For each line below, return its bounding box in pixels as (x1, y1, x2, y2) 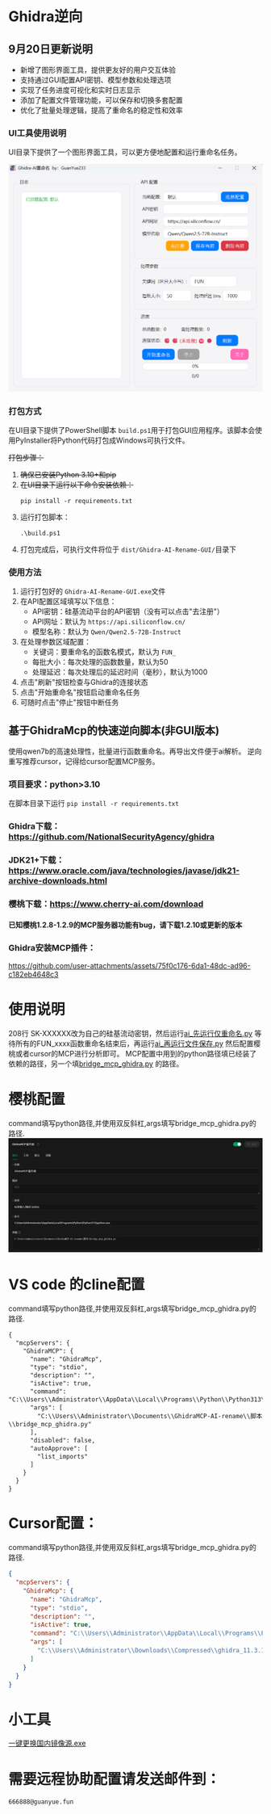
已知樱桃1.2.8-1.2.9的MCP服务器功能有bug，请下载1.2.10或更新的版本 (8, 920, 243, 930)
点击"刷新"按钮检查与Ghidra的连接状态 (19, 678, 148, 687)
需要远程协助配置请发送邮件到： (8, 1770, 221, 1788)
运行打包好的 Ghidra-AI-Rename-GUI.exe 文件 (19, 586, 166, 596)
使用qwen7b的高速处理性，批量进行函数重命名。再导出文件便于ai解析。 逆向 (8, 746, 262, 756)
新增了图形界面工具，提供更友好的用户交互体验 (19, 65, 176, 74)
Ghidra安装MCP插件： (8, 942, 96, 953)
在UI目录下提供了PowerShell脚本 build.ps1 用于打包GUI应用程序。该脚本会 (8, 425, 256, 435)
